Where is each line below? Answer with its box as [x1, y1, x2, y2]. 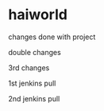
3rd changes [8, 62, 50, 73]
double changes [8, 47, 61, 57]
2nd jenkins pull [8, 93, 60, 103]
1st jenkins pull [8, 78, 56, 88]
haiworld [8, 6, 67, 24]
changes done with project [8, 32, 96, 42]
